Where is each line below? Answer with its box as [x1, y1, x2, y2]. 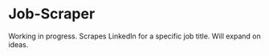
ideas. [8, 39, 29, 49]
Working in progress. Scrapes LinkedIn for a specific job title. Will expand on [8, 31, 261, 41]
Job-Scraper [8, 5, 96, 23]
